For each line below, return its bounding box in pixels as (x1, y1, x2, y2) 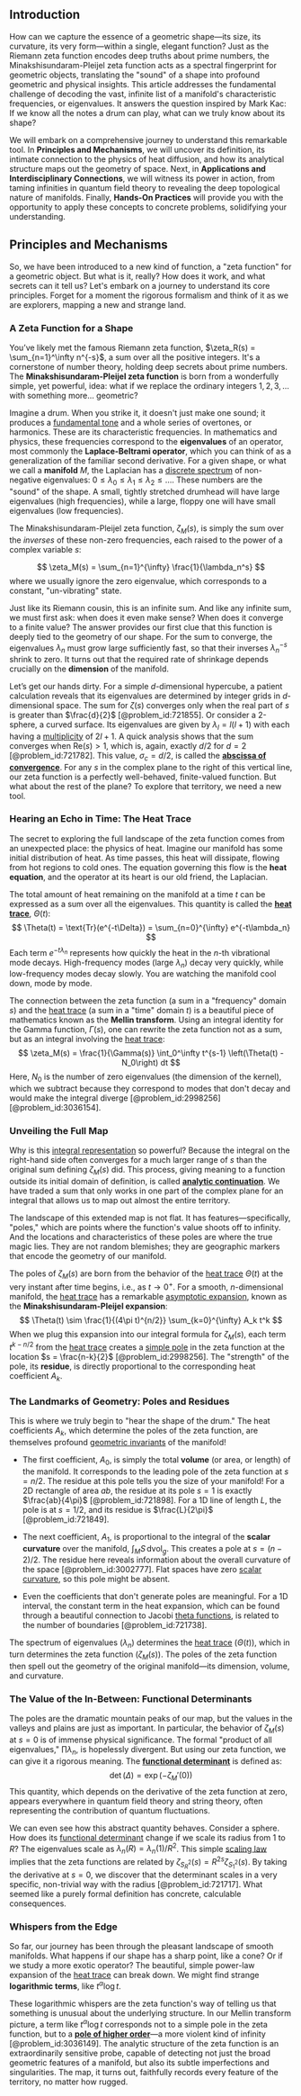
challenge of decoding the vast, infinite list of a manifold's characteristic (9, 88, 277, 99)
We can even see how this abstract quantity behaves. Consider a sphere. (9, 1822, 280, 1833)
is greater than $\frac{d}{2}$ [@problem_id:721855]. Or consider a (9, 709, 256, 720)
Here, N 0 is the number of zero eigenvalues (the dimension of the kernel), (9, 1071, 282, 1084)
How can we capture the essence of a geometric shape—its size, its (9, 31, 261, 41)
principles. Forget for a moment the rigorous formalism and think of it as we (9, 290, 289, 301)
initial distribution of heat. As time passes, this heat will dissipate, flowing (9, 852, 280, 863)
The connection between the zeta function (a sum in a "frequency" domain (9, 995, 287, 1006)
